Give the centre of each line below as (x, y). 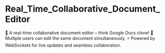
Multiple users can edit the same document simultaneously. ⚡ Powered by (80, 38)
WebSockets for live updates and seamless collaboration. (63, 45)
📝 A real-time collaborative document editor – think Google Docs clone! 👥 (79, 33)
